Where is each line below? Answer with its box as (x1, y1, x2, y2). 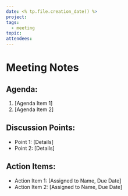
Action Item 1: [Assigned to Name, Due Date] (14, 177, 122, 184)
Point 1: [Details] (14, 138, 54, 145)
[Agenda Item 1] (14, 100, 53, 106)
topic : (6, 30, 22, 36)
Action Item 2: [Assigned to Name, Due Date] (14, 183, 123, 190)
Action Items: (6, 161, 56, 171)
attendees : (6, 36, 33, 42)
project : (6, 14, 27, 20)
